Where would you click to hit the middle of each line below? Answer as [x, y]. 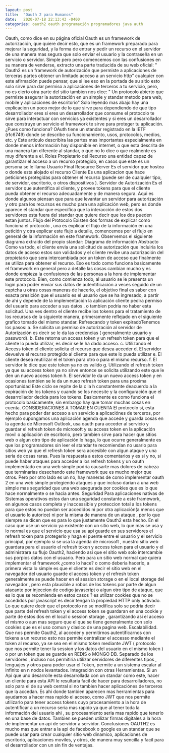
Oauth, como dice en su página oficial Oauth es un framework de [73, 38]
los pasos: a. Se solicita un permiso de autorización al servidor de [74, 328]
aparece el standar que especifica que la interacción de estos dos [74, 210]
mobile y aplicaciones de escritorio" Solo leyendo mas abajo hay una [77, 103]
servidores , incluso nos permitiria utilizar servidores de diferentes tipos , [81, 660]
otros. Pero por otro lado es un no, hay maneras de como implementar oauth [85, 477]
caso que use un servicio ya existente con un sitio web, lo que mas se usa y [84, 526]
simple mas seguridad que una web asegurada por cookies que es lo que [81, 488]
